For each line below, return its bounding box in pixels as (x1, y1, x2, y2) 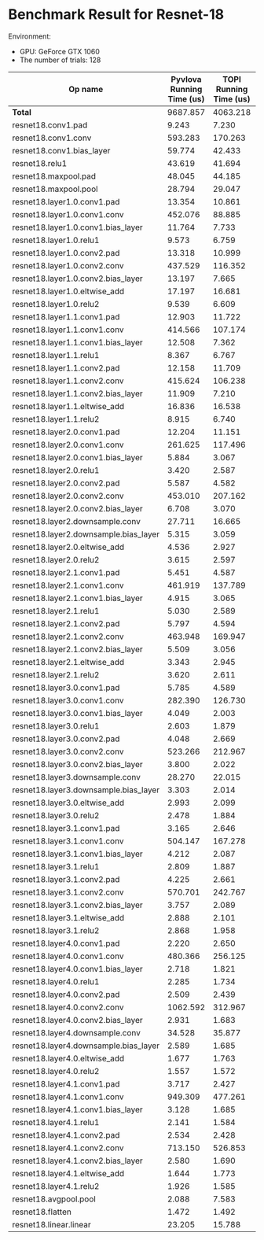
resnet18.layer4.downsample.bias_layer (12, 1040, 159, 1051)
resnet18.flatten (12, 1206, 72, 1217)
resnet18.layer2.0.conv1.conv (12, 439, 124, 450)
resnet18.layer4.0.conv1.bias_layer (12, 963, 143, 974)
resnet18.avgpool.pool (12, 1194, 96, 1205)
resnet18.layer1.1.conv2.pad (12, 362, 120, 373)
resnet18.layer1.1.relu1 (12, 349, 100, 360)
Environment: (8, 31, 51, 41)
